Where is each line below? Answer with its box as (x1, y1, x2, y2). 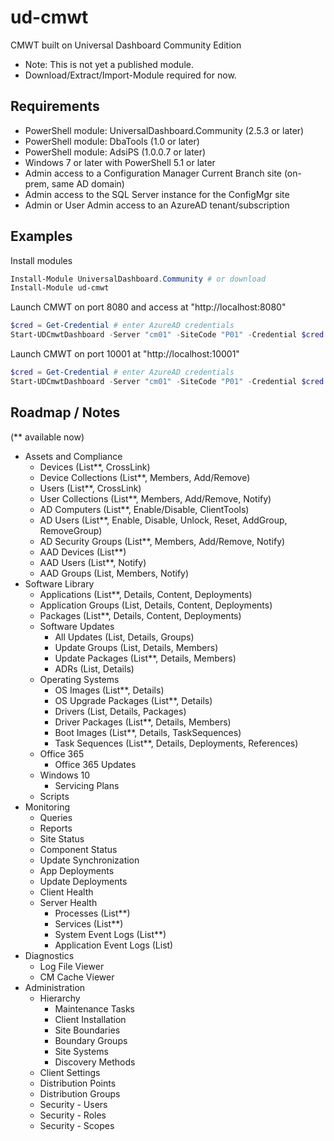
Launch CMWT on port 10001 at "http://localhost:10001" (10, 348, 240, 360)
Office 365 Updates (54, 758, 137, 770)
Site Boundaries (54, 1024, 121, 1036)
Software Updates (39, 620, 115, 632)
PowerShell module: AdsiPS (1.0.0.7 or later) (24, 146, 207, 158)
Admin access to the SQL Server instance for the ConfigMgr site (24, 188, 290, 200)
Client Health (39, 886, 94, 898)
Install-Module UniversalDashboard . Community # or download (10, 274, 267, 284)
